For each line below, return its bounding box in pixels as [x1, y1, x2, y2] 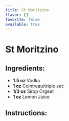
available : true [5, 21, 40, 27]
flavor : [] [5, 12, 29, 17]
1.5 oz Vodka [12, 78, 40, 84]
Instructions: [5, 108, 48, 117]
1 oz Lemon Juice [12, 94, 50, 100]
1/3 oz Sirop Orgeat [12, 88, 54, 94]
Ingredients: [5, 64, 45, 72]
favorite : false [5, 17, 40, 22]
